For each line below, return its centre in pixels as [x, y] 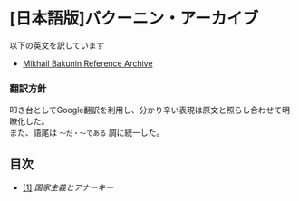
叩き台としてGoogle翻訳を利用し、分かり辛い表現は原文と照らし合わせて [146, 110]
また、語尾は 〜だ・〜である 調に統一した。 [87, 133]
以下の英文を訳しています [57, 45]
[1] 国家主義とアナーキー [68, 187]
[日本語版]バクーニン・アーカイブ [134, 19]
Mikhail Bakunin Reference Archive [87, 63]
